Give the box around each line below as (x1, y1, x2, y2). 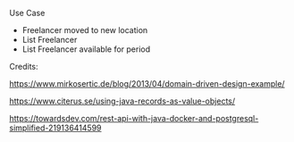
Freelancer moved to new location (21, 25, 148, 35)
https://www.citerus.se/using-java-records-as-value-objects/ (9, 96, 236, 106)
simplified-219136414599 (9, 122, 102, 133)
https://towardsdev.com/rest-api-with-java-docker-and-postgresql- (9, 113, 259, 123)
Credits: (9, 62, 38, 71)
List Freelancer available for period (21, 44, 151, 54)
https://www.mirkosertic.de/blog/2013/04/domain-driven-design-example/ (9, 79, 285, 88)
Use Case (9, 8, 46, 18)
